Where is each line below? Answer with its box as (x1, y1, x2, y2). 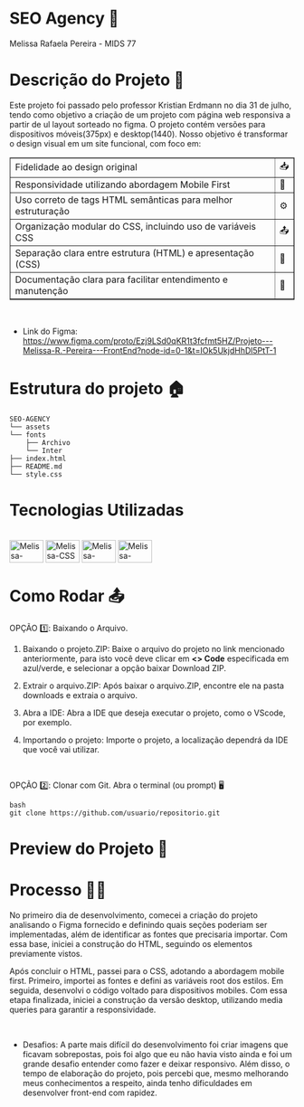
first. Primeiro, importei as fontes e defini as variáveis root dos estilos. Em (9, 975, 284, 986)
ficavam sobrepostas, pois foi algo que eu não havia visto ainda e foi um (22, 1048, 292, 1059)
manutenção (14, 284, 69, 297)
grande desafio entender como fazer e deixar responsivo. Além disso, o (22, 1058, 290, 1069)
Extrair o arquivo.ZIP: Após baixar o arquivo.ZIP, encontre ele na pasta (22, 680, 285, 691)
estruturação (14, 204, 71, 217)
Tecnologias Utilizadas (9, 500, 185, 520)
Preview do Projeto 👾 (9, 838, 169, 858)
